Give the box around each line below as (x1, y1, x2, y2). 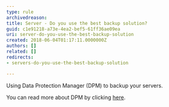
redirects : (6, 54, 34, 60)
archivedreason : (6, 15, 47, 21)
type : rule (6, 9, 34, 15)
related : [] (6, 49, 36, 55)
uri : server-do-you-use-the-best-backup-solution (6, 32, 134, 38)
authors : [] (6, 43, 36, 49)
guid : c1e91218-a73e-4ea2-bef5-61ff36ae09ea (6, 26, 121, 32)
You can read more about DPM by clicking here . (6, 94, 126, 101)
